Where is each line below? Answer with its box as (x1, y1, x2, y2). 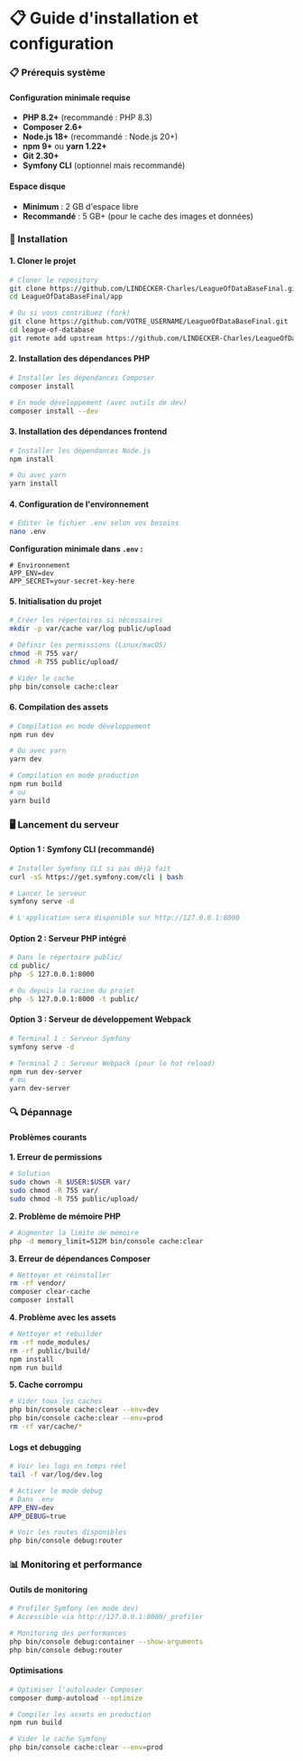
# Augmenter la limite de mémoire (9, 1228, 140, 1237)
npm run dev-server (9, 1067, 83, 1076)
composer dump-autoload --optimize (9, 1693, 143, 1702)
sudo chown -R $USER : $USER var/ (9, 1177, 131, 1187)
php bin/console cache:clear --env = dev (9, 1405, 160, 1415)
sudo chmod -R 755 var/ (9, 1186, 99, 1195)
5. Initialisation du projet (9, 595, 102, 606)
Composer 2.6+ (22, 122, 83, 133)
